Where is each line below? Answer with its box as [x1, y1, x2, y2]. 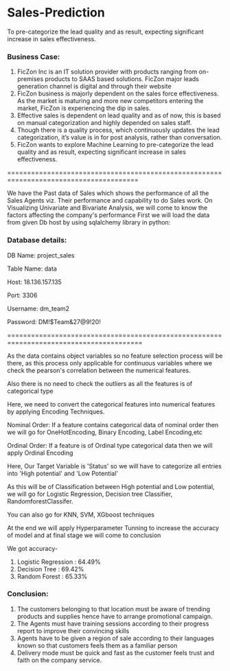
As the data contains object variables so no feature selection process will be [7, 352, 223, 360]
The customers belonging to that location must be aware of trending [16, 604, 211, 613]
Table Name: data [7, 264, 57, 273]
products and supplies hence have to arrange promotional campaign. [16, 612, 213, 620]
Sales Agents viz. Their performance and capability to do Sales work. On [7, 196, 213, 205]
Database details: [7, 236, 67, 245]
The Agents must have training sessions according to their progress [16, 619, 209, 628]
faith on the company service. [16, 656, 102, 664]
